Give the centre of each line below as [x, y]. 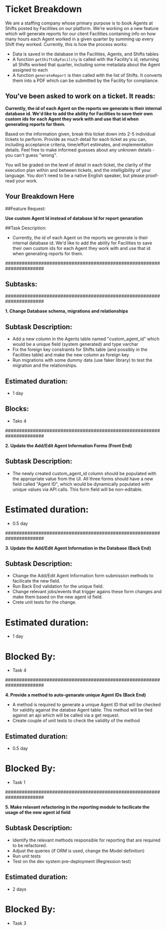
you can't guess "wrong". [31, 155]
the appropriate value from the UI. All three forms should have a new [83, 479]
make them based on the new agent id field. [58, 597]
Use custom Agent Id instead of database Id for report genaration [74, 218]
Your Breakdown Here [40, 197]
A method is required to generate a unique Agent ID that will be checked [86, 705]
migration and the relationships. [45, 365]
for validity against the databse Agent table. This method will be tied [83, 710]
